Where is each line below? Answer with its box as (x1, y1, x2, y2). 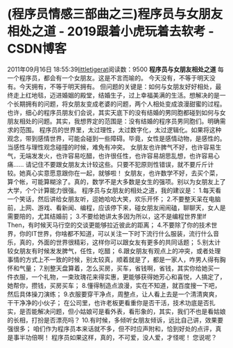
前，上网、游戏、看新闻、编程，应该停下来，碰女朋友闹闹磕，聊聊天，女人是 (7, 203, 226, 212)
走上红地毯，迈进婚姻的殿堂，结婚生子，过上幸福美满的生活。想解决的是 (12, 91, 220, 99)
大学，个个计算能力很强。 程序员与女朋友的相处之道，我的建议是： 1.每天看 (7, 186, 222, 194)
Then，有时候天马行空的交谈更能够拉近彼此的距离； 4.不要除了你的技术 (7, 221, 212, 229)
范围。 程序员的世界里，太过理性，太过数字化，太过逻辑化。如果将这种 (19, 125, 222, 134)
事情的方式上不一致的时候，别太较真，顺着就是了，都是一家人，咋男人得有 (7, 255, 220, 264)
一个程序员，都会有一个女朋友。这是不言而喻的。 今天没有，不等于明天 (7, 73, 209, 82)
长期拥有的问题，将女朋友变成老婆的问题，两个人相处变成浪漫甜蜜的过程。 (12, 100, 226, 108)
